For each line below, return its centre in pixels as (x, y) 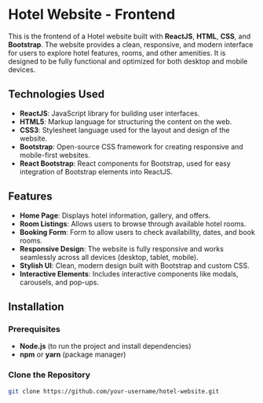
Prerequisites (34, 329)
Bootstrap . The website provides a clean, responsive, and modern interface (131, 44)
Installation (36, 307)
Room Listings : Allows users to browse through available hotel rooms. (133, 223)
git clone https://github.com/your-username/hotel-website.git (114, 391)
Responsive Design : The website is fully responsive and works (121, 248)
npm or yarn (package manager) (73, 354)
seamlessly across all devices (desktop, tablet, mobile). (109, 257)
